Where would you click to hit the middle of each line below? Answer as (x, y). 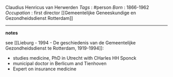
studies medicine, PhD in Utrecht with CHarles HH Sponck (74, 58)
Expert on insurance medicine (45, 69)
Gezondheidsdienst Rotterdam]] (39, 18)
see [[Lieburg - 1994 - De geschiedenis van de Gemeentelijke (71, 43)
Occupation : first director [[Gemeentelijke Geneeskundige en (71, 13)
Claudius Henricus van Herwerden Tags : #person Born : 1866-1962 (77, 7)
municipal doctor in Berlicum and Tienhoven (59, 63)
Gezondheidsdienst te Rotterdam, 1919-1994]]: (55, 48)
